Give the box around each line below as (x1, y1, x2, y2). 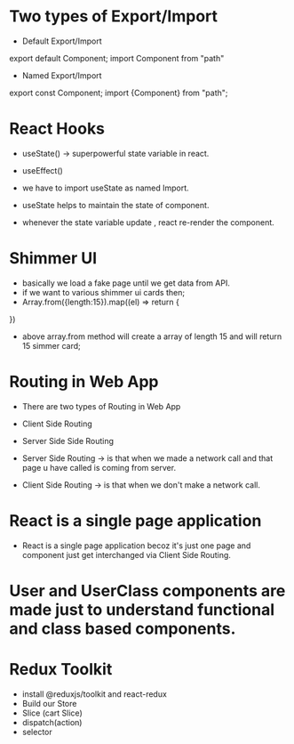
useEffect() (21, 165, 64, 175)
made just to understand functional (9, 599, 275, 619)
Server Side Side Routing (21, 435, 114, 446)
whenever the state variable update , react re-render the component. (21, 216, 275, 228)
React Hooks (9, 118, 105, 139)
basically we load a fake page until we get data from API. (21, 278, 231, 288)
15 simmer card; (21, 340, 82, 351)
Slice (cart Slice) (21, 708, 83, 718)
